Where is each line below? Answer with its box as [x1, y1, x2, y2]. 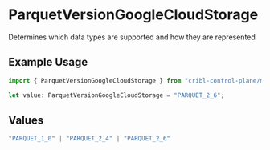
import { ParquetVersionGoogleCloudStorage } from [8, 76, 182, 85]
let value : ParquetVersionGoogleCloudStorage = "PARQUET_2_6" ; [8, 91, 225, 99]
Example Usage [8, 55, 88, 69]
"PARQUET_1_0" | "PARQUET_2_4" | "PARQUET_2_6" [8, 135, 171, 143]
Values [8, 113, 44, 127]
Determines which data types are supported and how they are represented [8, 32, 256, 42]
